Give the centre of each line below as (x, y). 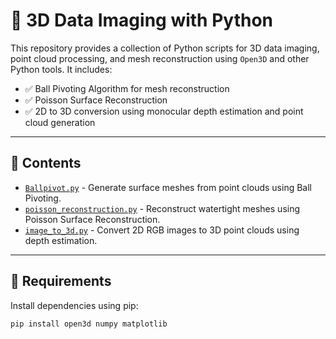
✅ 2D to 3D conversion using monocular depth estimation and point (164, 111)
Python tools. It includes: (61, 69)
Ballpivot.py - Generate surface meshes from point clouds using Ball (168, 187)
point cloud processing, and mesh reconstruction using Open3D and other (160, 58)
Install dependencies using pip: (74, 305)
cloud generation (60, 122)
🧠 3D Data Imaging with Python (141, 20)
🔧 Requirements (61, 281)
